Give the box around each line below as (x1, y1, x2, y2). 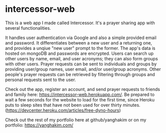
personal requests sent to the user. (5, 77, 76, 83)
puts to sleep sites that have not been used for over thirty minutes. (5, 102, 141, 108)
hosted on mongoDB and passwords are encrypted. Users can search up (5, 50, 154, 56)
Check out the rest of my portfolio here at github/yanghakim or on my (5, 117, 147, 123)
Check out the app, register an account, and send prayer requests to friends (5, 86, 161, 92)
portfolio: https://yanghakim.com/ (5, 122, 74, 128)
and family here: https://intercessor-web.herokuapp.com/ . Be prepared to (5, 91, 155, 97)
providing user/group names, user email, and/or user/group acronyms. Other (5, 66, 161, 72)
